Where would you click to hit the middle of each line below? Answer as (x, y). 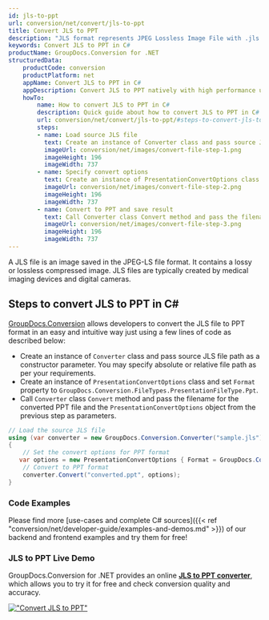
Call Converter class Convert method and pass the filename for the (129, 398)
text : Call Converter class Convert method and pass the (141, 217)
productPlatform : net (58, 75)
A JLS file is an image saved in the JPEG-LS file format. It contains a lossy (130, 262)
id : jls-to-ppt (34, 16)
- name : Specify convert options (93, 172)
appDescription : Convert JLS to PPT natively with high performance (139, 90)
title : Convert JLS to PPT (53, 30)
